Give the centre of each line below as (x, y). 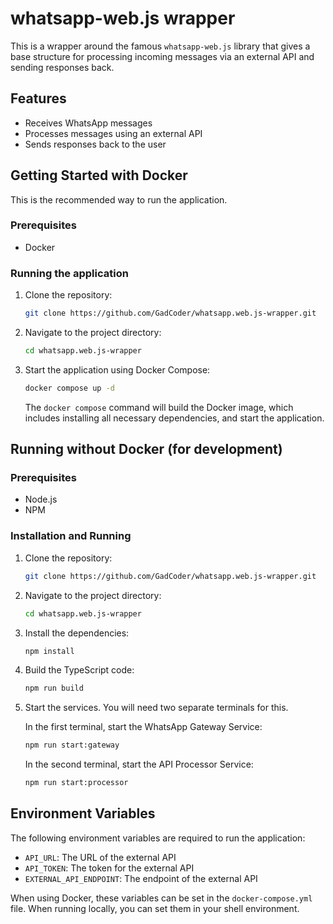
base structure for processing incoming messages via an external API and (162, 56)
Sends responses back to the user (95, 144)
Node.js (41, 499)
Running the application (69, 273)
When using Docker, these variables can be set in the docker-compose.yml (161, 898)
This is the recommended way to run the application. (119, 199)
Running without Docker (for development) (146, 449)
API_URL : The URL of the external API (100, 857)
